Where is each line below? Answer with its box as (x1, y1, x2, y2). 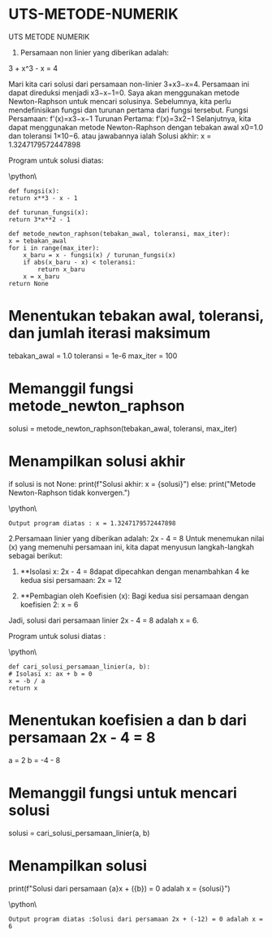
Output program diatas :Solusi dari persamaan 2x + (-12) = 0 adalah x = (8, 915, 264, 923)
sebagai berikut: (8, 550, 63, 560)
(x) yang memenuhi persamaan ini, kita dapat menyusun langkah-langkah (8, 542, 254, 552)
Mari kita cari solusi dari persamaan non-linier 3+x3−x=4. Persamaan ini (8, 79, 250, 89)
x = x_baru (23, 272, 60, 281)
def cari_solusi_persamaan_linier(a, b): (8, 663, 151, 671)
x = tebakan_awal (8, 237, 67, 245)
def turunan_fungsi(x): (8, 208, 89, 217)
